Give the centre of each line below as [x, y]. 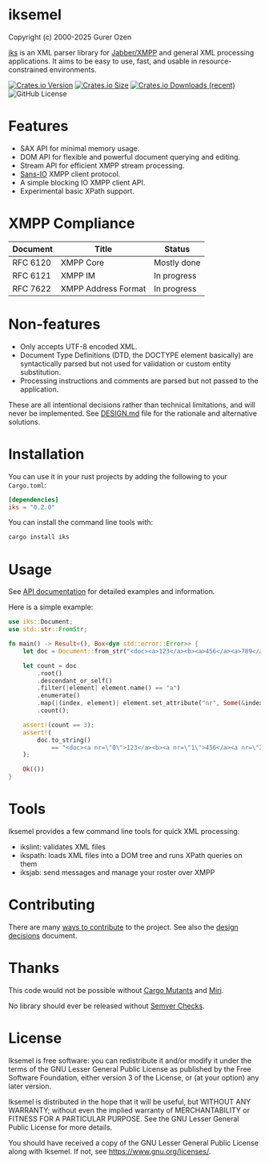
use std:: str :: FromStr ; [48, 629]
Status [177, 249]
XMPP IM [78, 275]
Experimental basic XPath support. [77, 191]
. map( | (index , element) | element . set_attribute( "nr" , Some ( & [141, 703]
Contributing [52, 905]
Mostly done [177, 263]
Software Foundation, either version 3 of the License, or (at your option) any [134, 1077]
